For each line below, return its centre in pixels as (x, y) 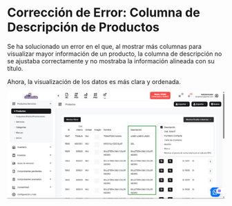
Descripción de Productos (84, 27)
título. (15, 68)
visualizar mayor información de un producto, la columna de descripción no (115, 54)
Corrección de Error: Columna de (104, 13)
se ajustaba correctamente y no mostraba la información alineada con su (111, 61)
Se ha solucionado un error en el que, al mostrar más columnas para (105, 46)
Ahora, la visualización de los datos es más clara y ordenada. (94, 81)
